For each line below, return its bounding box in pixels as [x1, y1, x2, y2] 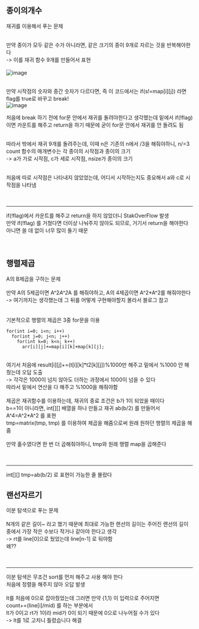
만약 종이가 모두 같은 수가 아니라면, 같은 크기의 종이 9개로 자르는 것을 [6, 41, 166, 49]
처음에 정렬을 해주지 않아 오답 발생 [6, 581, 85, 588]
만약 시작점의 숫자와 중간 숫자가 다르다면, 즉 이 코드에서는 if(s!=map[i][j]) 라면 [6, 88, 187, 95]
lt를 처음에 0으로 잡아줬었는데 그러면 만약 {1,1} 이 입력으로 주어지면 [6, 595, 160, 602]
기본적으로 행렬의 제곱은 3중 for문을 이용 [6, 316, 100, 323]
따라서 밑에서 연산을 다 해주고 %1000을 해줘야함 [6, 383, 118, 390]
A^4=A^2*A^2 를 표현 [6, 412, 56, 419]
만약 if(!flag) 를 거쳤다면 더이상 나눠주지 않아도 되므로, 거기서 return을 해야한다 [6, 219, 188, 226]
